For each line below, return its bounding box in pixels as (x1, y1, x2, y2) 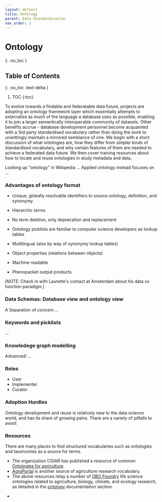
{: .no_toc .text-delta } (5, 85, 49, 90)
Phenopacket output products (12, 269, 72, 275)
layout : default (5, 7, 38, 12)
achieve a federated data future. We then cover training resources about (5, 150, 149, 156)
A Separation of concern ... (5, 307, 59, 312)
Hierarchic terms (12, 208, 46, 213)
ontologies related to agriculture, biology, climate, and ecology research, (12, 479, 157, 485)
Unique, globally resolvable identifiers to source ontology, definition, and (12, 193, 157, 199)
